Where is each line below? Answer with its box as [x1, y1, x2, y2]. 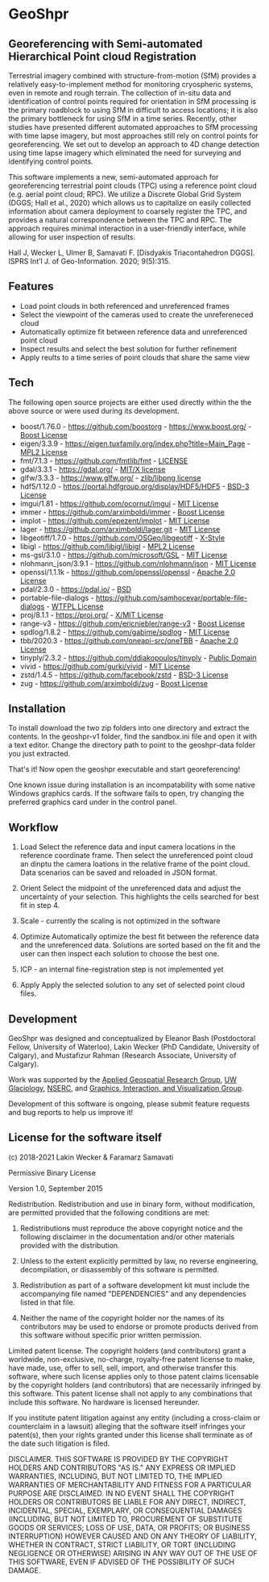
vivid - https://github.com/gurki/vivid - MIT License [19, 661, 191, 671]
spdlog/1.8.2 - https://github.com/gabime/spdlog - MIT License [19, 627, 230, 637]
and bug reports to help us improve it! [8, 1108, 134, 1118]
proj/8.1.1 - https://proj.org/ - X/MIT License [19, 610, 163, 619]
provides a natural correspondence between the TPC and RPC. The [8, 215, 232, 224]
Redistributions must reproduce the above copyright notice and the [19, 1223, 243, 1233]
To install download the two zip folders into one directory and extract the [8, 723, 250, 733]
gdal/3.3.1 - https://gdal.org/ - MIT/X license [19, 464, 166, 474]
